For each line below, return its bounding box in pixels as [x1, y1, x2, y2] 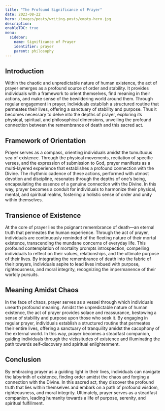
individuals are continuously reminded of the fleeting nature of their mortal [5, 234, 156, 240]
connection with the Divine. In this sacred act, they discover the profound [5, 379, 154, 385]
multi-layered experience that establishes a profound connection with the [5, 165, 154, 171]
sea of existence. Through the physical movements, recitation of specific [5, 155, 153, 161]
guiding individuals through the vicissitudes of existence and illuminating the [5, 336, 160, 342]
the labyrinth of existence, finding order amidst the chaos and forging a [5, 374, 150, 380]
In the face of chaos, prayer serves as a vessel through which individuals [5, 299, 153, 305]
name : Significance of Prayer [14, 40, 76, 45]
